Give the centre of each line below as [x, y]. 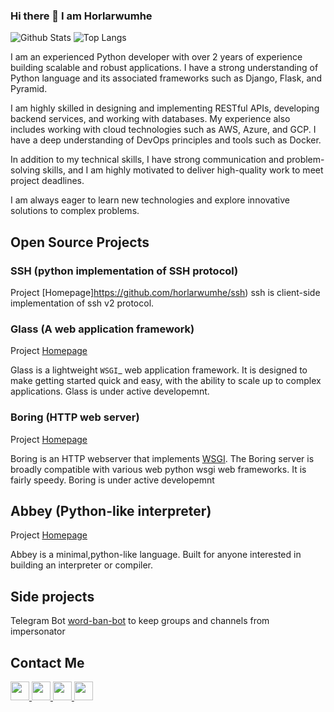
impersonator [38, 631]
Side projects [52, 596]
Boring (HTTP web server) [75, 417]
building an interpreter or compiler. [82, 565]
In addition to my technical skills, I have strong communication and [147, 160]
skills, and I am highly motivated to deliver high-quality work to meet [183, 170]
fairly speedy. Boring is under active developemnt [112, 480]
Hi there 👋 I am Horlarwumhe [81, 16]
